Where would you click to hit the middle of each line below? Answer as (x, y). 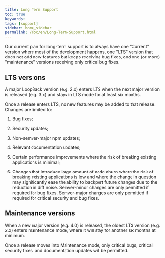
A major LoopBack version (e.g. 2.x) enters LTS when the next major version (82, 89)
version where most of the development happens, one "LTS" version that (79, 52)
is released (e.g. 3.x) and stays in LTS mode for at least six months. (73, 94)
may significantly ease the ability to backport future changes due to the (85, 182)
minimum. (15, 235)
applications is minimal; (36, 162)
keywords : (15, 19)
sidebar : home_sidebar (28, 28)
